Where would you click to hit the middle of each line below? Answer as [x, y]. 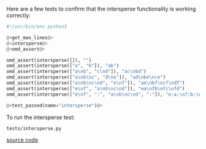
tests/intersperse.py [34, 128]
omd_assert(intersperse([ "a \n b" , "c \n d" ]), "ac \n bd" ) [77, 72]
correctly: [19, 15]
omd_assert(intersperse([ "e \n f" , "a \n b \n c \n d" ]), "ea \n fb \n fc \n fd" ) [96, 88]
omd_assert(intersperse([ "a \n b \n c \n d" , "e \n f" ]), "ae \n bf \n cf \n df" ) [96, 83]
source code [22, 140]
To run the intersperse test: [41, 117]
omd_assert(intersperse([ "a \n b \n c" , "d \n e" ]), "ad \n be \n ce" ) [86, 77]
